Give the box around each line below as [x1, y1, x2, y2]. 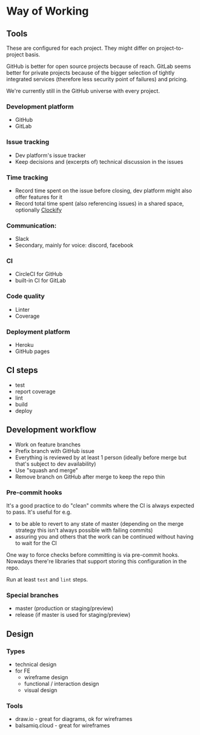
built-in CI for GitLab [15, 277, 67, 284]
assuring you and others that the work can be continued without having [15, 533, 194, 540]
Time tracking [6, 173, 48, 181]
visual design [24, 686, 58, 694]
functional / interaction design [24, 680, 99, 687]
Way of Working [6, 4, 89, 18]
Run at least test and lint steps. [6, 576, 88, 583]
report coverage [15, 388, 56, 395]
